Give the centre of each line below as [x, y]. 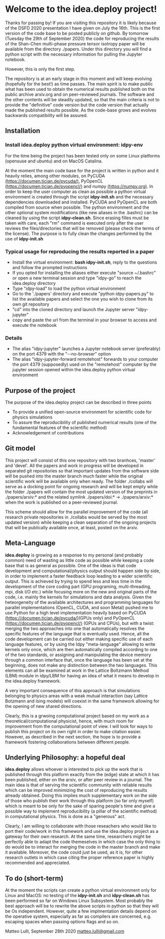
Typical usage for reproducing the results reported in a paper [80, 251]
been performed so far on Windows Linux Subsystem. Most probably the [79, 901]
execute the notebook [34, 325]
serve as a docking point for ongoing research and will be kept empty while [82, 486]
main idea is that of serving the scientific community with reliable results [79, 785]
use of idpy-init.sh [24, 238]
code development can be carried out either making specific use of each [79, 639]
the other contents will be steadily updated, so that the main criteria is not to [82, 99]
